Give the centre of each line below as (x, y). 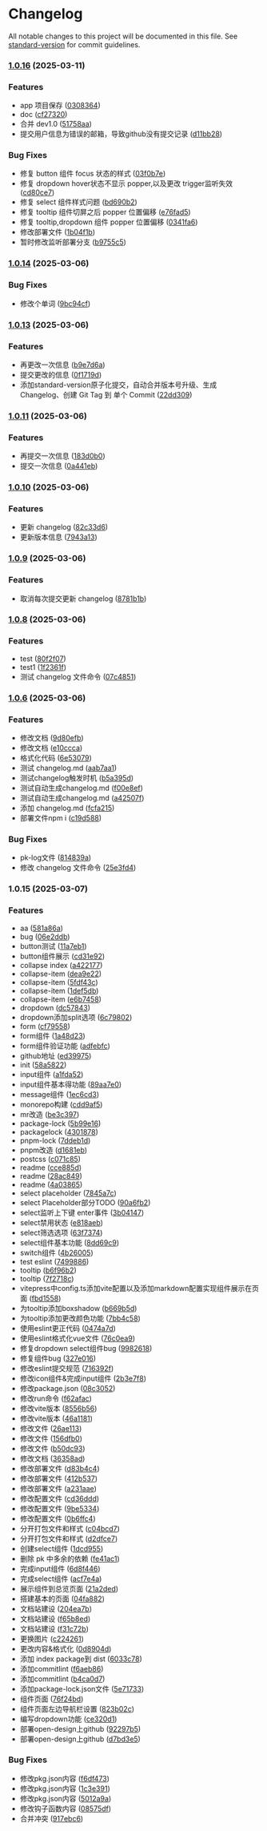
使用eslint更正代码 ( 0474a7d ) (68, 1328)
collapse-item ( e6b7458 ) (61, 999)
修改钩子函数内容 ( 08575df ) (66, 1809)
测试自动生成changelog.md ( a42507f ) (82, 797)
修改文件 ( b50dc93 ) (52, 1448)
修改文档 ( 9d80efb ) (52, 737)
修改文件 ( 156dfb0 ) (51, 1438)
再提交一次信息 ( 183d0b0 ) (62, 456)
